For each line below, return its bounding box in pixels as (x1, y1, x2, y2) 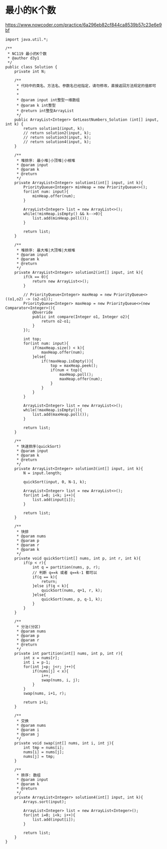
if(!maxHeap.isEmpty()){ (41, 359, 94, 364)
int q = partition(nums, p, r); (32, 564, 100, 570)
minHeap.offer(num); (32, 193, 76, 198)
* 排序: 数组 (16, 772, 41, 777)
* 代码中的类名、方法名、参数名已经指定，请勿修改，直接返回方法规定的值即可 (16, 83, 156, 88)
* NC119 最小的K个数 (7, 51, 47, 56)
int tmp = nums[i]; (23, 745, 65, 750)
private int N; (14, 69, 46, 74)
